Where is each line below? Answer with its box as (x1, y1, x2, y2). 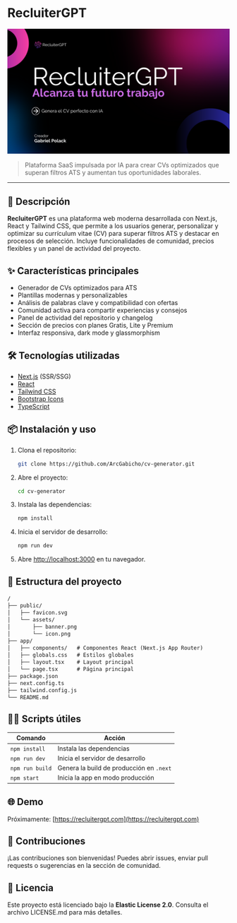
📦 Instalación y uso (7, 424, 97, 436)
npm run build (10, 765, 52, 773)
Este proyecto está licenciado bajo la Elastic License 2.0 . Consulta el (7, 900, 209, 909)
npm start (10, 775, 39, 782)
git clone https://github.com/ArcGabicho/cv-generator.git (17, 460, 195, 468)
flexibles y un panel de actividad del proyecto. (7, 244, 141, 253)
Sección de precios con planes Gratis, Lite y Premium (17, 321, 174, 330)
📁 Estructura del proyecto (7, 576, 122, 588)
